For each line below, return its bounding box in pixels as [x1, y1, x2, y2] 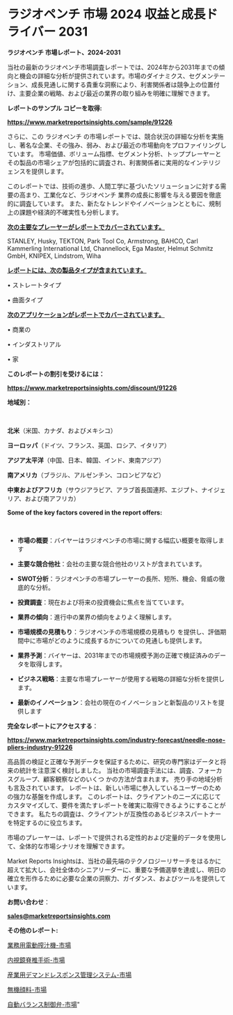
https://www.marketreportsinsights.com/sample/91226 [7, 118, 172, 126]
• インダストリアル [7, 339, 61, 349]
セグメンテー [188, 71, 226, 80]
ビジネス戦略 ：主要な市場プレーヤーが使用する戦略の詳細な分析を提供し [17, 674, 225, 683]
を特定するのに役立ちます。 [7, 818, 86, 827]
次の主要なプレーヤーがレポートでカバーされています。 [7, 222, 166, 231]
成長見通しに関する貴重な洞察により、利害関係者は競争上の [31, 80, 202, 89]
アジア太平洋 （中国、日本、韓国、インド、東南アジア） [7, 456, 166, 464]
